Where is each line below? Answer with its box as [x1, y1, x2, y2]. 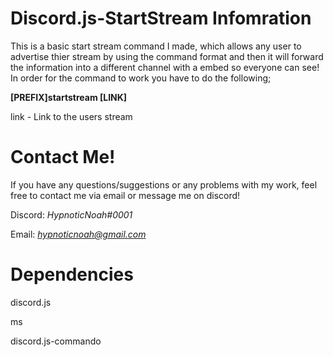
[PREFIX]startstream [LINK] [10, 91, 128, 103]
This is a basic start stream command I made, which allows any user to [10, 40, 302, 52]
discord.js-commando [10, 335, 102, 347]
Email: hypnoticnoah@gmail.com [10, 228, 147, 240]
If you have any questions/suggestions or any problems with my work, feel [10, 178, 318, 191]
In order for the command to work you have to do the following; [10, 72, 272, 84]
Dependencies [10, 263, 134, 286]
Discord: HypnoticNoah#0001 [10, 208, 133, 221]
